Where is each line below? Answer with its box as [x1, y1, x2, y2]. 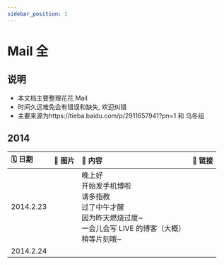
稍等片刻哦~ [81, 235, 122, 244]
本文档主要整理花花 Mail [17, 94, 88, 102]
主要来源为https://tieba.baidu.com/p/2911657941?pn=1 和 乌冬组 [17, 111, 205, 120]
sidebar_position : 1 [7, 10, 69, 18]
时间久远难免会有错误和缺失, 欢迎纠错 [17, 102, 127, 111]
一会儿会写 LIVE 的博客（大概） [81, 224, 186, 234]
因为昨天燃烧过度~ [81, 213, 143, 223]
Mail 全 [7, 43, 49, 59]
